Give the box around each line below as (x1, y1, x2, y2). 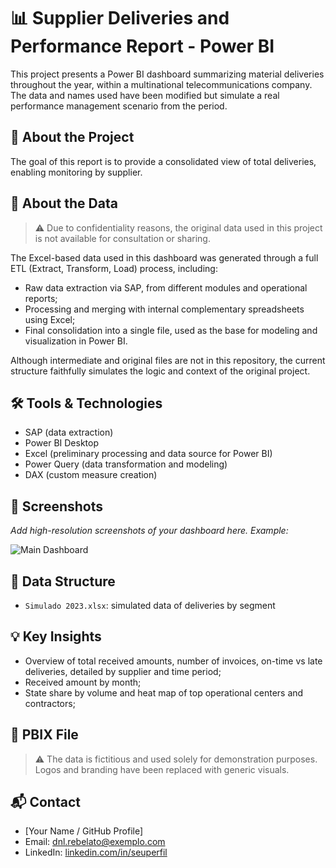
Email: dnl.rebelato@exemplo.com (24, 836, 166, 848)
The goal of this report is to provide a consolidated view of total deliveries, (10, 155, 317, 167)
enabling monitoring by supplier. (10, 166, 143, 178)
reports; (24, 292, 58, 304)
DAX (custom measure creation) (24, 469, 158, 481)
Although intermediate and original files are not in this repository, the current (10, 354, 326, 366)
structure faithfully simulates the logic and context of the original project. (10, 365, 311, 377)
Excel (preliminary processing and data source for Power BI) (24, 448, 273, 460)
